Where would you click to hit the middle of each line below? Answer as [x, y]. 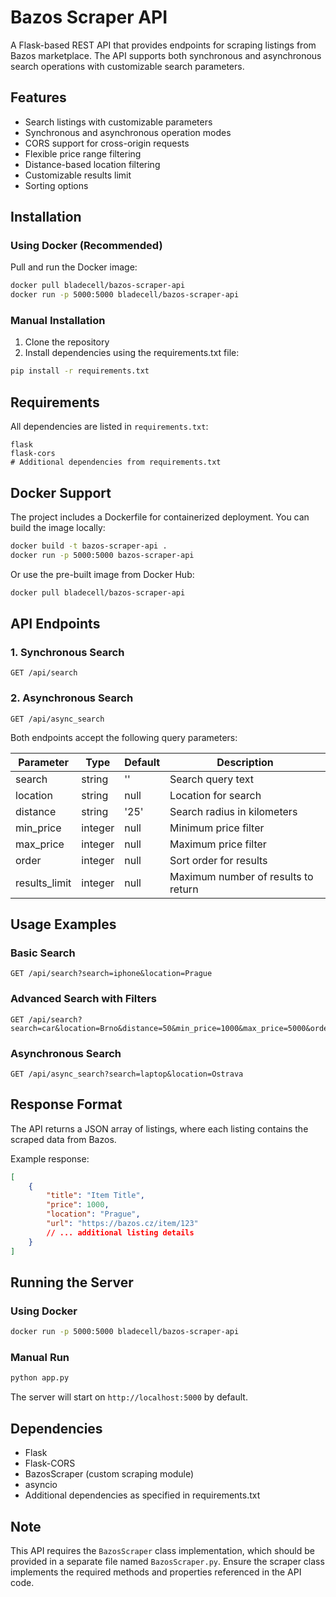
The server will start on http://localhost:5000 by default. [129, 1397]
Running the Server [72, 1282]
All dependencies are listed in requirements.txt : [109, 427]
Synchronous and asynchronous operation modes [128, 132]
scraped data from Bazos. [63, 1139]
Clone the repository [67, 342]
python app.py [40, 1378]
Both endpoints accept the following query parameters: [124, 737]
